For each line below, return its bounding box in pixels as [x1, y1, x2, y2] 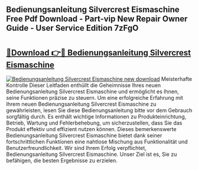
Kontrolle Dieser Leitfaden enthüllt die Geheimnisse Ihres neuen [6, 82, 161, 89]
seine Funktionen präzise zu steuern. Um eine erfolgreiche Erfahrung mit [6, 94, 183, 101]
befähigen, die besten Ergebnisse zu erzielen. [6, 157, 118, 164]
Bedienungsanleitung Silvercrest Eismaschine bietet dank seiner [6, 132, 163, 139]
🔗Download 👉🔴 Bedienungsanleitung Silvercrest [6, 47, 191, 58]
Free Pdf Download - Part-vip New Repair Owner [6, 14, 188, 24]
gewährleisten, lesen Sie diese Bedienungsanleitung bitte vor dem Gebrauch [6, 107, 193, 114]
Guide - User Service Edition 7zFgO [6, 23, 139, 33]
